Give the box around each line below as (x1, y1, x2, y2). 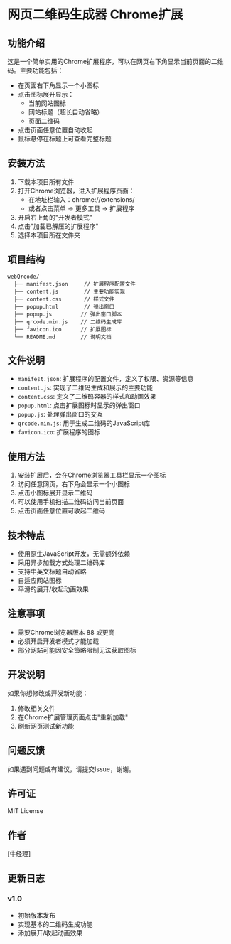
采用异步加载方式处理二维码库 (17, 559, 105, 567)
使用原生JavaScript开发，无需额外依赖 (17, 549, 131, 558)
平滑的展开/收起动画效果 (17, 585, 89, 594)
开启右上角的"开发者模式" (17, 213, 92, 221)
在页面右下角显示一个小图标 (17, 81, 100, 90)
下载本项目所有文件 (17, 177, 75, 186)
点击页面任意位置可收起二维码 (17, 506, 105, 515)
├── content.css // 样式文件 (14, 296, 115, 303)
